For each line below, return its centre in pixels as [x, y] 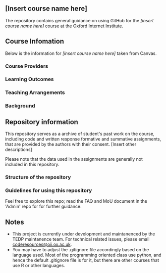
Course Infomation [35, 41]
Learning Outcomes [29, 79]
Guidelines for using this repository [49, 190]
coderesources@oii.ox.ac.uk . [42, 244]
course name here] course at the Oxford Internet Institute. [64, 26]
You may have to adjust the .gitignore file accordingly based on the [81, 250]
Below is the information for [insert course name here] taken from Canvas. [81, 53]
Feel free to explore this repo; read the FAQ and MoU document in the [76, 201]
